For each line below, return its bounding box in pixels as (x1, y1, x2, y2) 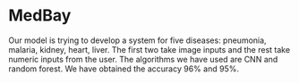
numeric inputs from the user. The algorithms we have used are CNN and (8, 54, 278, 64)
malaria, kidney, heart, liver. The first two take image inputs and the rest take (8, 44, 291, 54)
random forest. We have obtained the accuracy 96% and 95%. (8, 63, 239, 74)
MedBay (8, 5, 72, 26)
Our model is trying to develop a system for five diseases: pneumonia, (8, 35, 267, 46)
